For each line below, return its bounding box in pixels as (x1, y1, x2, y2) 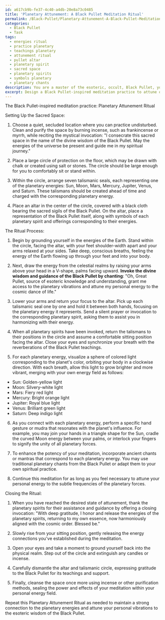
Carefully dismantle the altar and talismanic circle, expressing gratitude (12, 565, 156, 571)
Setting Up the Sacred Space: (5, 113, 65, 118)
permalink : (5, 16, 27, 21)
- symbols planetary (9, 76, 52, 81)
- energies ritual (9, 39, 48, 44)
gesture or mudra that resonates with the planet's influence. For (12, 425, 141, 431)
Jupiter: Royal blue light (12, 400, 60, 406)
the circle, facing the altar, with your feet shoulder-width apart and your (12, 243, 157, 249)
